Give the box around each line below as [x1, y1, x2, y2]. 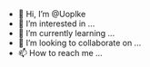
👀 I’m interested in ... [17, 18, 95, 29]
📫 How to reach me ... [17, 48, 103, 58]
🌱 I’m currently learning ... [17, 28, 115, 38]
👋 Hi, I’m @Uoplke [17, 9, 86, 19]
